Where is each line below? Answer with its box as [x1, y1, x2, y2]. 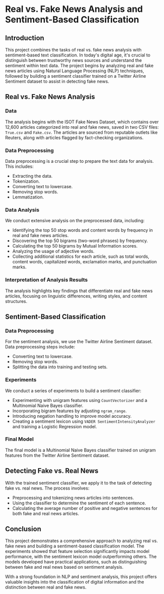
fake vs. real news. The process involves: [5, 485, 90, 491]
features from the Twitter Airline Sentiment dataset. [5, 452, 110, 458]
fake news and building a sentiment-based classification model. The [5, 543, 145, 549]
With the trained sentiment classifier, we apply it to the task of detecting [5, 480, 152, 486]
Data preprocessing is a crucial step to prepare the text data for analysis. [5, 158, 154, 164]
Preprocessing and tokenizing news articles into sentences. [12, 495, 134, 500]
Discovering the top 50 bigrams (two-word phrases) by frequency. [12, 238, 148, 244]
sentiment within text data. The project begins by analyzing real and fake [5, 63, 154, 68]
